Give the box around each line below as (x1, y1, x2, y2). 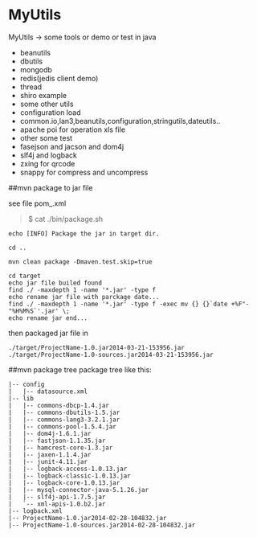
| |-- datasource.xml (8, 387, 88, 396)
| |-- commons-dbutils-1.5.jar (8, 408, 120, 416)
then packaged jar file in (8, 328, 88, 338)
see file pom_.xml (8, 199, 67, 208)
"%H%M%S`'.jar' (8, 307, 59, 315)
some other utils (19, 99, 74, 109)
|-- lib (8, 394, 35, 403)
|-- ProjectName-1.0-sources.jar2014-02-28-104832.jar (8, 521, 196, 529)
